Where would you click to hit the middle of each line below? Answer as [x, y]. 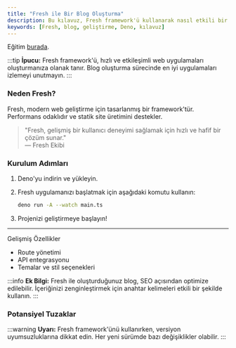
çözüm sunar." [45, 137]
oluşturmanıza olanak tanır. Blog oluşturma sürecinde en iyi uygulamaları [112, 68]
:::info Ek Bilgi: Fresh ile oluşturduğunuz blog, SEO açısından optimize [108, 281]
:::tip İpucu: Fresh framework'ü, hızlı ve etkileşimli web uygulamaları [105, 60]
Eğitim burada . [28, 47]
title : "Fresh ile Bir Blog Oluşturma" [66, 14]
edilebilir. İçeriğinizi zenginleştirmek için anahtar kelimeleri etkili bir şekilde [115, 288]
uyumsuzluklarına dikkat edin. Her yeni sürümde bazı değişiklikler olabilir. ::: [117, 337]
